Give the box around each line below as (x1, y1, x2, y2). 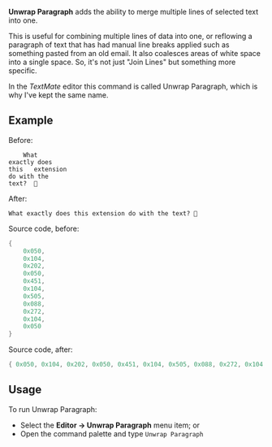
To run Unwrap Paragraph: (8, 404, 97, 414)
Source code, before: (8, 223, 80, 233)
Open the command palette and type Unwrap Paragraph (19, 428, 204, 438)
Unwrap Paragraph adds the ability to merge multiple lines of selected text (8, 7, 258, 16)
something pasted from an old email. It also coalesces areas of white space (8, 49, 261, 58)
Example (8, 114, 54, 128)
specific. (8, 66, 38, 76)
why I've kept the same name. (8, 90, 109, 100)
